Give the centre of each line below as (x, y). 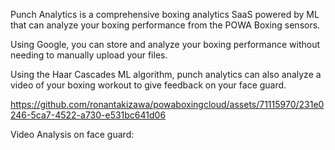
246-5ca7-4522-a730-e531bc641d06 (88, 115)
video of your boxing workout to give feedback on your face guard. (148, 85)
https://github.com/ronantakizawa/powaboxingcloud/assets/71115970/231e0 (167, 104)
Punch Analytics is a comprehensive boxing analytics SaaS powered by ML (165, 14)
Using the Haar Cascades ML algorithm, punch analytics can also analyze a (166, 74)
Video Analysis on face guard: (72, 134)
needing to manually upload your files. (89, 55)
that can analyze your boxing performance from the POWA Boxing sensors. (165, 25)
